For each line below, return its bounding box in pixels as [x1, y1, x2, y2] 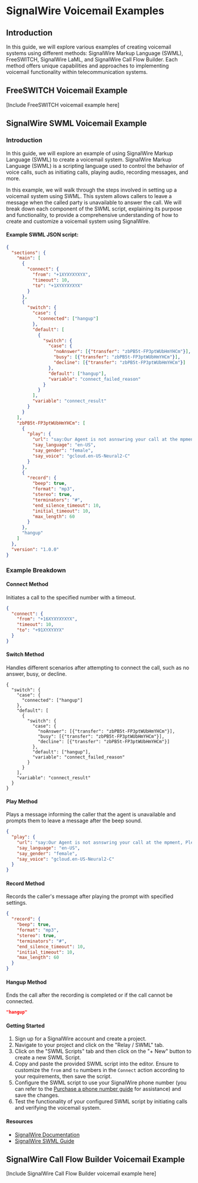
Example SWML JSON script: [6, 231, 79, 238]
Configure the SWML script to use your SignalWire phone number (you [14, 1079, 187, 1086]
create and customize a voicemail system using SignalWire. [6, 218, 150, 225]
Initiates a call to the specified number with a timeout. [6, 594, 137, 601]
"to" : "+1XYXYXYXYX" [32, 283, 83, 289]
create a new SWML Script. [14, 1054, 81, 1061]
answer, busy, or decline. [6, 670, 67, 678]
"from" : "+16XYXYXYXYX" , [16, 616, 78, 622]
